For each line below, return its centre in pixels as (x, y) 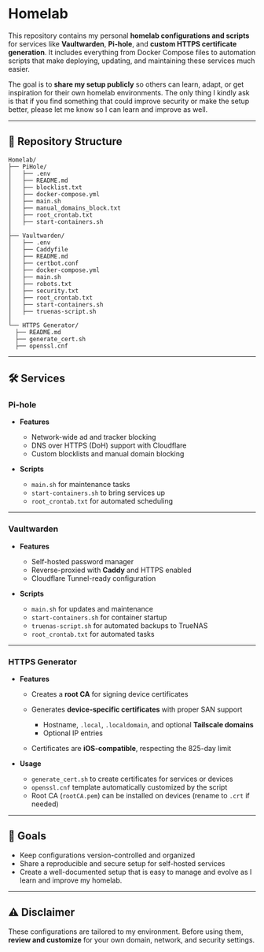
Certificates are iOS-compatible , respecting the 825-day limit (131, 749)
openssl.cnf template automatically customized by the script (129, 787)
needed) (45, 804)
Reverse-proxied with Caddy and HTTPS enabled (111, 570)
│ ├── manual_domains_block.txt (65, 208)
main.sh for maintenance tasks (81, 485)
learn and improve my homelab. (71, 880)
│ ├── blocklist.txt (45, 187)
